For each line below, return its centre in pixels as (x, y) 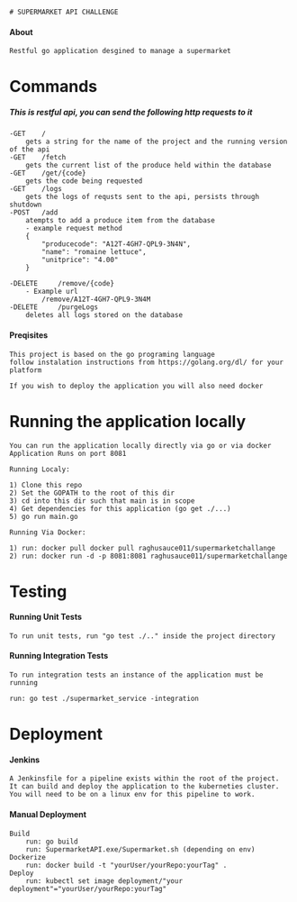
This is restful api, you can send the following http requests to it (131, 112)
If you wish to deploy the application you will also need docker (136, 386)
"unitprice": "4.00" (80, 260)
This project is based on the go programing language (112, 354)
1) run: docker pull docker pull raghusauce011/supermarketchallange (143, 548)
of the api (30, 150)
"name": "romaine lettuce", (94, 252)
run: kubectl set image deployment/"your (104, 881)
